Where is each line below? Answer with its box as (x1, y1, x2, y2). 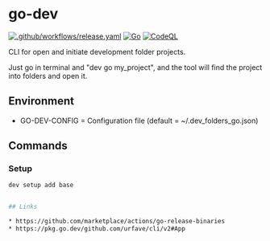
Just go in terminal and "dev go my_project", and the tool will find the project (8, 62, 263, 72)
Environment (8, 94, 75, 108)
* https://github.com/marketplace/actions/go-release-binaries (8, 218, 226, 226)
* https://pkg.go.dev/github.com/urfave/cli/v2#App (8, 225, 185, 233)
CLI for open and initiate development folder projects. (8, 47, 186, 56)
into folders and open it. (8, 71, 88, 80)
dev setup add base (8, 182, 74, 190)
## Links (8, 202, 38, 211)
